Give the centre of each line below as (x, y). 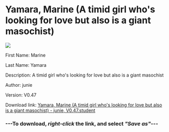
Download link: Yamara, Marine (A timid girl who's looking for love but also (84, 105)
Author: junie (19, 85)
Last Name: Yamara (26, 65)
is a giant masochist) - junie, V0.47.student (50, 110)
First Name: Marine (26, 55)
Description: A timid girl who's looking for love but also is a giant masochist (84, 75)
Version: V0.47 (21, 95)
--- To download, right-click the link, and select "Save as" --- (82, 123)
